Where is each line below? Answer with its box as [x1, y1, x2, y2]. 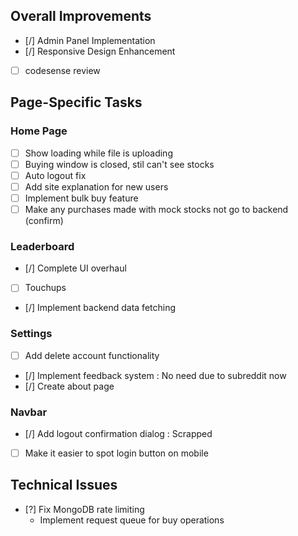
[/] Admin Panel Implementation [24, 34, 156, 46]
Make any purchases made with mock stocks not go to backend [24, 203, 289, 215]
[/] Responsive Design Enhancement [24, 45, 176, 57]
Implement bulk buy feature [24, 192, 139, 204]
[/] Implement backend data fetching [24, 302, 177, 314]
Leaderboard [10, 239, 75, 253]
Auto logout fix [24, 169, 87, 181]
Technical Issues [10, 477, 118, 494]
